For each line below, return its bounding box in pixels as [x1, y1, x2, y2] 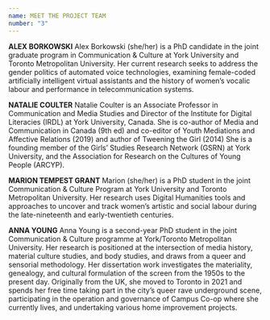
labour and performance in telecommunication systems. [8, 84, 194, 94]
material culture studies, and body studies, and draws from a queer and [8, 251, 246, 260]
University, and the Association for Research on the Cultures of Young [8, 151, 241, 161]
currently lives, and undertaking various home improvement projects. [8, 302, 238, 312]
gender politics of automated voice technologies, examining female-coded [8, 67, 256, 77]
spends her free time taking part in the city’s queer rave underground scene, [8, 285, 262, 295]
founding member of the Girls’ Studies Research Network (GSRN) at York [8, 143, 251, 152]
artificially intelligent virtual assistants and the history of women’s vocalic [8, 76, 251, 85]
